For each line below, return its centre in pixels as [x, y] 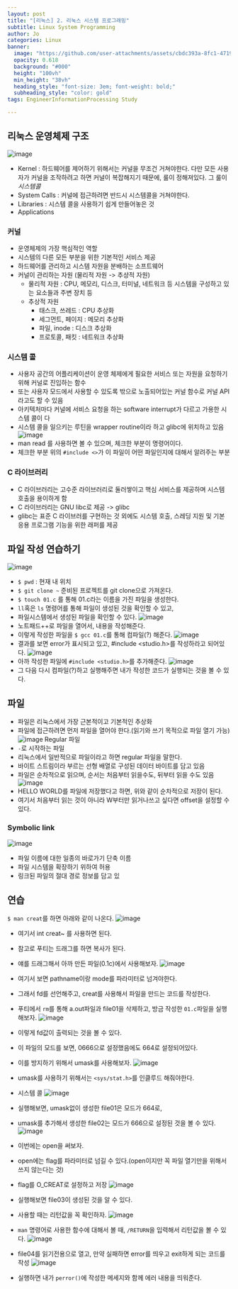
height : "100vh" [38, 73]
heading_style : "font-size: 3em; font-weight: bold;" [95, 87]
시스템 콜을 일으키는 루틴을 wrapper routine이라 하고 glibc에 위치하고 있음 [121, 427]
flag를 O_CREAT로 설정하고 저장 [62, 1185]
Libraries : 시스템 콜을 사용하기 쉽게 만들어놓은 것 [86, 203]
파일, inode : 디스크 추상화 [75, 328]
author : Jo [23, 34]
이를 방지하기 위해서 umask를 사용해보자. [75, 1063]
